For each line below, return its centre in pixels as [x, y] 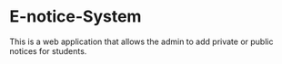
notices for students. [48, 50]
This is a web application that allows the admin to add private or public [141, 41]
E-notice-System [76, 17]
